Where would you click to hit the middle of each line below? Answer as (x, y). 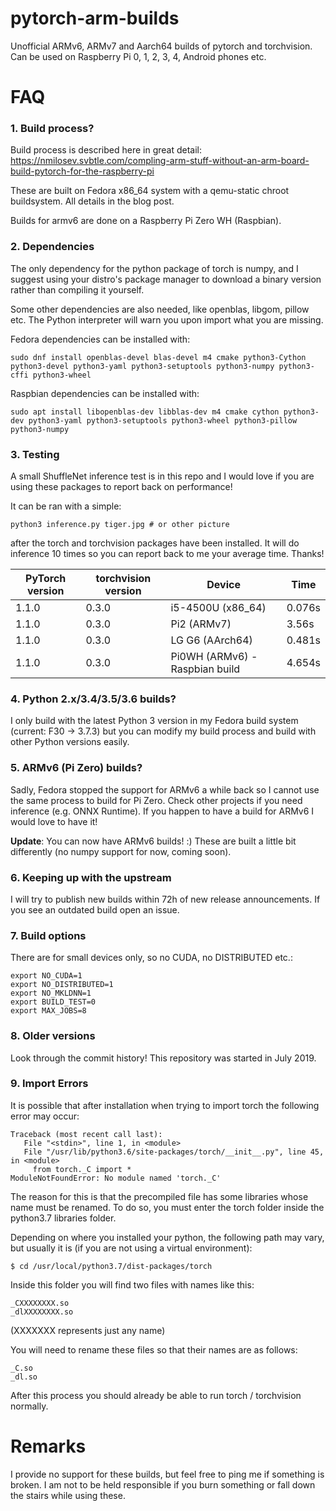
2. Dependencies (52, 247)
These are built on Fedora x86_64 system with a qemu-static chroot (150, 191)
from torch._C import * (82, 1169)
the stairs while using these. (68, 1495)
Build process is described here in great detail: (106, 150)
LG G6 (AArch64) (211, 640)
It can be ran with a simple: (66, 506)
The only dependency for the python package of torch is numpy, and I (154, 268)
